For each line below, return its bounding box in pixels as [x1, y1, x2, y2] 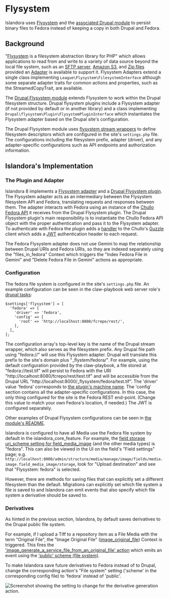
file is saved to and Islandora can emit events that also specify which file [5, 486, 155, 493]
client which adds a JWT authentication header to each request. [5, 231, 138, 237]
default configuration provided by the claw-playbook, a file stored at [5, 362, 147, 368]
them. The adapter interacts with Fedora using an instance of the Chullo [5, 204, 154, 210]
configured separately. [5, 405, 52, 411]
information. [5, 147, 31, 153]
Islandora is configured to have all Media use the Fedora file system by [5, 430, 152, 436]
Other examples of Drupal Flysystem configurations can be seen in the [5, 414, 152, 420]
